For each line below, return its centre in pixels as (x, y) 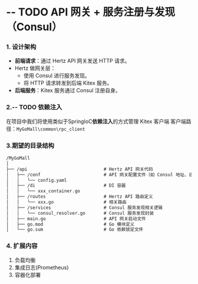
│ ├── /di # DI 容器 (66, 186)
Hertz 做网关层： (35, 68)
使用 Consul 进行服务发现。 (57, 76)
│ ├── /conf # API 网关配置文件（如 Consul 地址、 (98, 175)
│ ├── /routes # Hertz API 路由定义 (80, 197)
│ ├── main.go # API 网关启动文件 (76, 219)
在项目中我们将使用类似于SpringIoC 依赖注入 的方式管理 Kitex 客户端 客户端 (96, 121)
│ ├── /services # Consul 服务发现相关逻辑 (85, 208)
